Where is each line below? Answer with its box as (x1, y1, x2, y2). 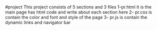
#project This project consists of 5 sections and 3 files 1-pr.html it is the (5, 4, 152, 10)
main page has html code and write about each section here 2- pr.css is (5, 9, 153, 15)
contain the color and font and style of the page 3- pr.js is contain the (5, 15, 148, 20)
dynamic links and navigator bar (5, 19, 71, 25)
